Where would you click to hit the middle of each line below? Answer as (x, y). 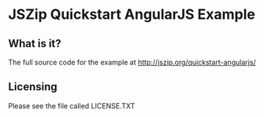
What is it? (35, 44)
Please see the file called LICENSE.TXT (72, 106)
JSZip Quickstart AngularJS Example (132, 15)
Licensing (33, 87)
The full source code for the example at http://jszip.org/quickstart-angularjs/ (132, 62)
